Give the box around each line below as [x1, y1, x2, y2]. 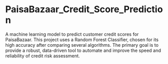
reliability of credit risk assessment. [5, 52, 80, 59]
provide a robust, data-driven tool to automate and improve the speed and [5, 47, 161, 53]
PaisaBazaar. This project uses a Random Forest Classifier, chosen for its [5, 37, 159, 43]
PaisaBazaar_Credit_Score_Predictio [5, 4, 163, 15]
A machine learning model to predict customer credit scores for [5, 31, 139, 37]
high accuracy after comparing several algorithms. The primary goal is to [5, 42, 159, 48]
